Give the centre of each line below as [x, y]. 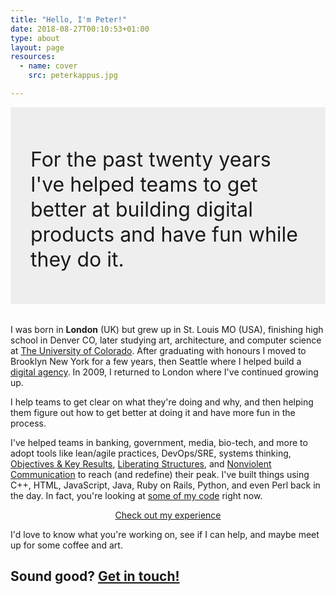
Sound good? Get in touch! [95, 576]
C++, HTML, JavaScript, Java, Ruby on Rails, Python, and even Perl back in [165, 485]
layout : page [37, 47]
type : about [35, 38]
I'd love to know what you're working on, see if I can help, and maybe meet [165, 535]
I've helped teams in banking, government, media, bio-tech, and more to [159, 443]
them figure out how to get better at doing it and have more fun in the [153, 413]
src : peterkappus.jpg [73, 76]
